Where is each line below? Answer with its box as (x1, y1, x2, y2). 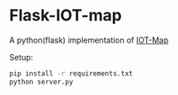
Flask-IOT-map (9, 5, 123, 26)
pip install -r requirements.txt (9, 68, 133, 78)
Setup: (9, 51, 34, 62)
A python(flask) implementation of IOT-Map (9, 35, 169, 45)
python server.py (9, 77, 74, 86)
